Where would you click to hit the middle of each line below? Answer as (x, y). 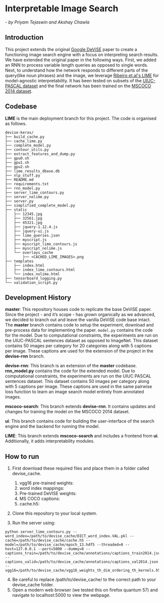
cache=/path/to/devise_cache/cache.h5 (44, 540)
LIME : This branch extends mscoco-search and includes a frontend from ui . (82, 436)
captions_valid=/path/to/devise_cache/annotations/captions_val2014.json (82, 562)
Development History (38, 297)
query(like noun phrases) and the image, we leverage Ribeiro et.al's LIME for (82, 75)
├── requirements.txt (27, 184)
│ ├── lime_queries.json (32, 235)
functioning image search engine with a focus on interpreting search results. (82, 54)
